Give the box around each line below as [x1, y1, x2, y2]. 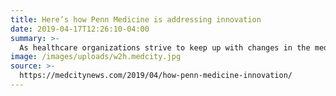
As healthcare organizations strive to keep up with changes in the [19, 42, 311, 53]
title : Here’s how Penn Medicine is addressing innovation [10, 14, 262, 25]
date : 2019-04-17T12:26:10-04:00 [10, 24, 150, 34]
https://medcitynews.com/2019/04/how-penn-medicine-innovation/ [19, 71, 293, 81]
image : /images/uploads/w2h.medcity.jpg [10, 52, 182, 62]
